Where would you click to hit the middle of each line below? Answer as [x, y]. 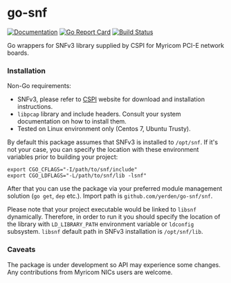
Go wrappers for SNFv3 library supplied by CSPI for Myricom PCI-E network [116, 45]
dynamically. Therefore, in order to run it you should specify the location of [114, 217]
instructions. [35, 107]
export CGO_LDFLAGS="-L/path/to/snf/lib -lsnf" [77, 176]
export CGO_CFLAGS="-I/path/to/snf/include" [72, 170]
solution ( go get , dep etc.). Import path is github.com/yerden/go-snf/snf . [110, 196]
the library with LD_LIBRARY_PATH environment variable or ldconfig [101, 224]
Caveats [21, 250]
